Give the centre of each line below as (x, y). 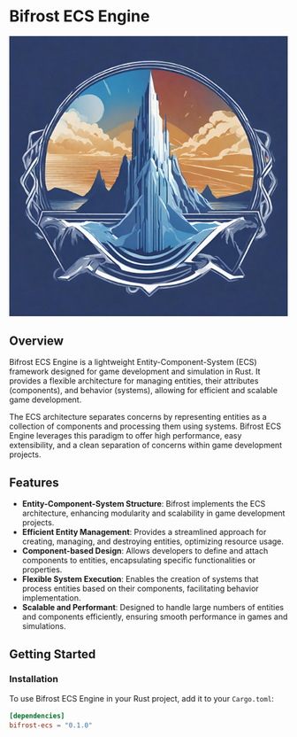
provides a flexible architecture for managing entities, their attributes (134, 381)
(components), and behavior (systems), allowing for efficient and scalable (144, 391)
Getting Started (53, 654)
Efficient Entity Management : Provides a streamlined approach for (144, 532)
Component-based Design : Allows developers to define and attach (145, 551)
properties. (42, 570)
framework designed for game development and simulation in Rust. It (135, 372)
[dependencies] (37, 716)
